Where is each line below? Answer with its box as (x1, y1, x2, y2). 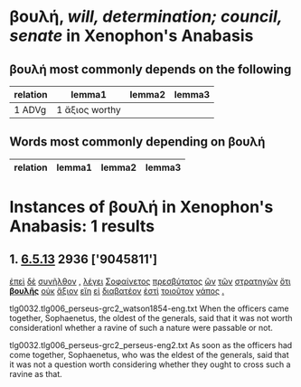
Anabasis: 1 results (9, 216, 155, 236)
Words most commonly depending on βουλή (9, 134, 266, 150)
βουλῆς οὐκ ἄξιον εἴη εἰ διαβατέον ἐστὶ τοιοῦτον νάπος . (9, 285, 224, 296)
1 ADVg (14, 104, 47, 116)
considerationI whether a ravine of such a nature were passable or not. (9, 322, 274, 333)
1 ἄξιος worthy (56, 104, 122, 116)
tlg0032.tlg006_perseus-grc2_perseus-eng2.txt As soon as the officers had (9, 339, 293, 350)
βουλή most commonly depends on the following (9, 61, 292, 77)
